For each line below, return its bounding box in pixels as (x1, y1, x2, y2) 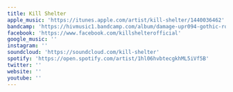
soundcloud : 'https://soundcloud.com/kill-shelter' (7, 49, 159, 56)
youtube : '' (7, 74, 42, 82)
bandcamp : (7, 23, 36, 30)
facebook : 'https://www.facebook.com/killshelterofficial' (7, 29, 182, 37)
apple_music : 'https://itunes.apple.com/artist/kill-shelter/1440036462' (7, 17, 225, 24)
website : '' (7, 68, 42, 75)
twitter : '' (7, 62, 42, 68)
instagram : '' (7, 42, 49, 49)
